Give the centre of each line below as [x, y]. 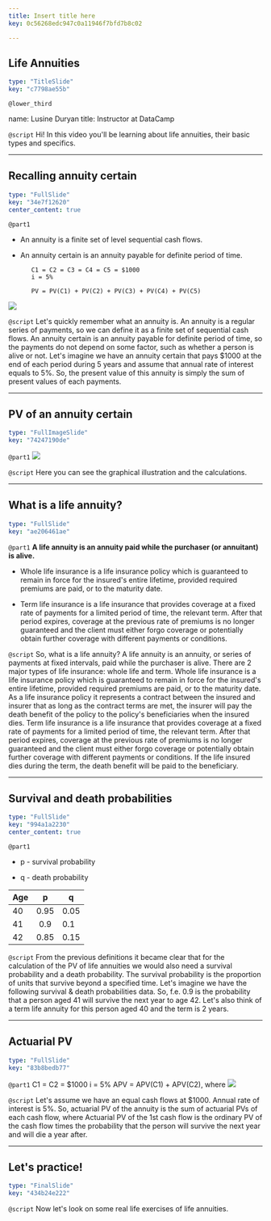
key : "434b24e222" [39, 1194]
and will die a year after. [48, 1134]
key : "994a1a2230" [39, 825]
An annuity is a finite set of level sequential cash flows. [111, 239]
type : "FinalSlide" [41, 1186]
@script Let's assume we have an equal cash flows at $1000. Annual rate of [134, 1100]
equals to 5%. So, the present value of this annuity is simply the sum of [127, 373]
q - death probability [54, 878]
